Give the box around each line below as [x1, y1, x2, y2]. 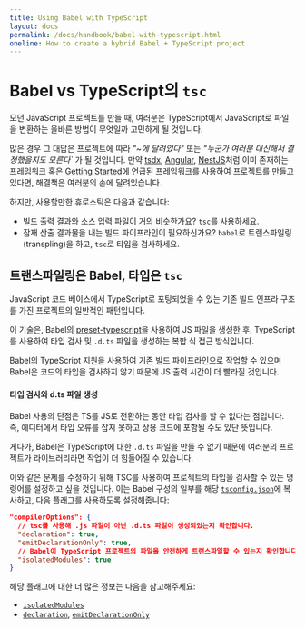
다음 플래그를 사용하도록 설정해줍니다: [35, 494, 170, 505]
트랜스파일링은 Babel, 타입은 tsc [9, 267, 183, 283]
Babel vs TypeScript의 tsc [9, 81, 207, 101]
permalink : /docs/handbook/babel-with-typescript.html [9, 30, 221, 39]
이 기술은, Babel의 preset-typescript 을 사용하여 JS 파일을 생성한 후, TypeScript [9, 324, 296, 334]
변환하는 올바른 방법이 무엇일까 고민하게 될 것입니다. [18, 124, 203, 135]
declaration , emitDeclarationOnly [22, 609, 150, 620]
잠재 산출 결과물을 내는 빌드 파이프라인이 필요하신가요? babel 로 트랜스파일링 [22, 227, 292, 238]
